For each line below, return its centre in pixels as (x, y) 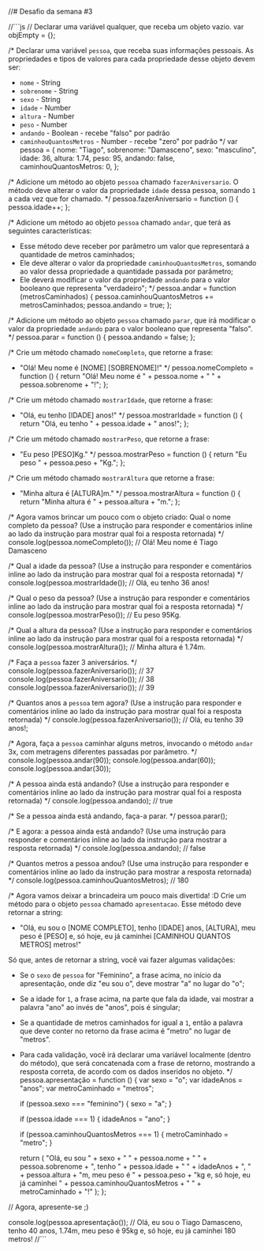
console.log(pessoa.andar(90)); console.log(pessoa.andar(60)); (112, 760)
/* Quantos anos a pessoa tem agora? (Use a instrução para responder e (125, 703)
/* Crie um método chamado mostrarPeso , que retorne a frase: (109, 439)
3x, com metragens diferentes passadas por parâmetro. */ (102, 752)
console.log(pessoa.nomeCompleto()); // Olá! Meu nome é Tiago (113, 542)
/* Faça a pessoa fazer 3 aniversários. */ (73, 662)
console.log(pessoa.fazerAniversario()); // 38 (82, 679)
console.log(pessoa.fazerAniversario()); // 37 (81, 671)
